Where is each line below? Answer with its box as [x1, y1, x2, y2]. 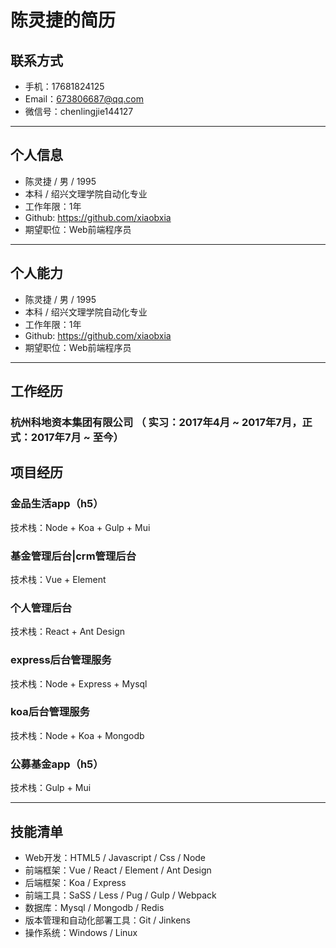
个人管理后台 [10, 601, 73, 615]
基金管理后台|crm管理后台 [10, 549, 137, 563]
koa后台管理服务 [10, 705, 90, 719]
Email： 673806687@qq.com [24, 93, 144, 105]
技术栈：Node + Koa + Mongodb [10, 729, 145, 741]
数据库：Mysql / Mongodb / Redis [24, 901, 165, 913]
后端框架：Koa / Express [24, 876, 127, 888]
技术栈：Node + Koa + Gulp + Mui [10, 521, 151, 533]
